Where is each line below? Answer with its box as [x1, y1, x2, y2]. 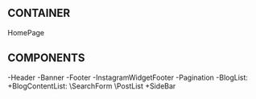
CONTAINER [7, 6, 71, 20]
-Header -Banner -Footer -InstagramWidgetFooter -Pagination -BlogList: [7, 72, 249, 82]
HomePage [7, 27, 45, 37]
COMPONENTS [7, 52, 85, 65]
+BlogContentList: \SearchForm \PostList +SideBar [7, 80, 176, 91]
